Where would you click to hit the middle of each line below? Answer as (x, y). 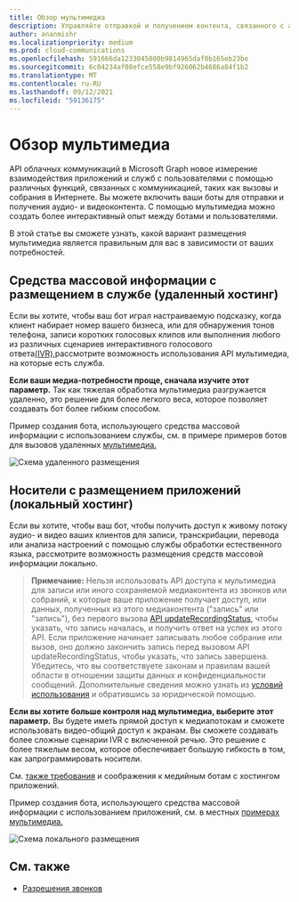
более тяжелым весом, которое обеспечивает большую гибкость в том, (147, 749)
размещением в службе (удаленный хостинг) (144, 294)
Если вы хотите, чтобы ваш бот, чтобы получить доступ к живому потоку (148, 525)
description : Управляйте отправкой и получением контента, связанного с (147, 26)
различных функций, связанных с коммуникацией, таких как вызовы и (144, 188)
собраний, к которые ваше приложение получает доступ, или (149, 599)
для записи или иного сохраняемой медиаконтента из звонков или (159, 589)
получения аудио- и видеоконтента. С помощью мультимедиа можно (142, 207)
